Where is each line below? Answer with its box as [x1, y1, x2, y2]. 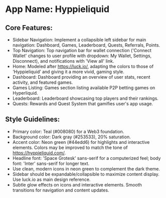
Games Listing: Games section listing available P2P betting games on [12, 85, 155, 91]
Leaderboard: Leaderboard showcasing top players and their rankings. [12, 95, 159, 101]
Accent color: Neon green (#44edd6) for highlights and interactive [12, 139, 150, 145]
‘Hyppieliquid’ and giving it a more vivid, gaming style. [12, 69, 124, 75]
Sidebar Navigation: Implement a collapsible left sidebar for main [12, 37, 146, 43]
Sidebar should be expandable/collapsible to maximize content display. [12, 171, 159, 177]
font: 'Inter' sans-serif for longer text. [12, 160, 90, 166]
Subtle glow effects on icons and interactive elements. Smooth [12, 181, 142, 187]
